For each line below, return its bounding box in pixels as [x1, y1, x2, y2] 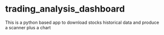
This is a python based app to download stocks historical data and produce [5, 19, 160, 25]
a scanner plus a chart [5, 24, 51, 30]
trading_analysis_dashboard [5, 3, 125, 15]
